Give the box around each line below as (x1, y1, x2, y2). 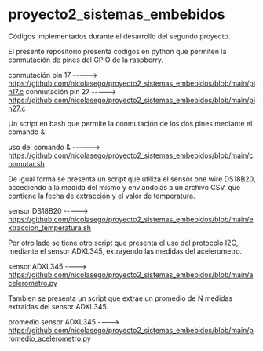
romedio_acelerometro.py (8, 334, 92, 343)
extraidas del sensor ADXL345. (8, 302, 108, 311)
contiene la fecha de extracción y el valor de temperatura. (8, 191, 195, 200)
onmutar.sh (8, 159, 45, 168)
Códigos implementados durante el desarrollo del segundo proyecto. (8, 31, 231, 41)
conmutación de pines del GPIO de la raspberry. (8, 55, 163, 64)
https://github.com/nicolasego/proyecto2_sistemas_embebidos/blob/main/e (8, 214, 254, 224)
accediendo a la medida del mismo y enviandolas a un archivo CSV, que (8, 182, 241, 192)
